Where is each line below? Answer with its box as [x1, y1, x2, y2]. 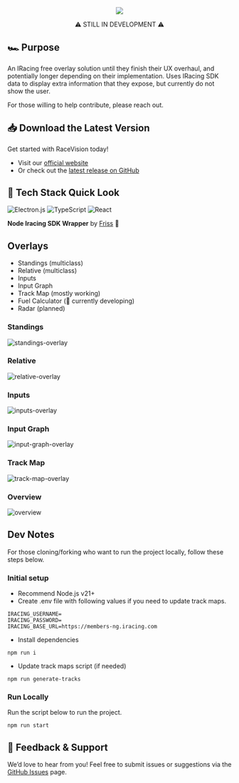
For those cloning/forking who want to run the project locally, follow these [7, 547, 224, 556]
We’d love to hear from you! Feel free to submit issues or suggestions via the [7, 760, 232, 769]
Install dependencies [17, 636, 80, 644]
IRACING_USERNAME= [7, 611, 62, 618]
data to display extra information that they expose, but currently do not [7, 79, 215, 88]
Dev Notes [7, 529, 55, 541]
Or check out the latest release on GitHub [17, 166, 140, 175]
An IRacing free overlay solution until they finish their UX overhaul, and [7, 64, 215, 73]
